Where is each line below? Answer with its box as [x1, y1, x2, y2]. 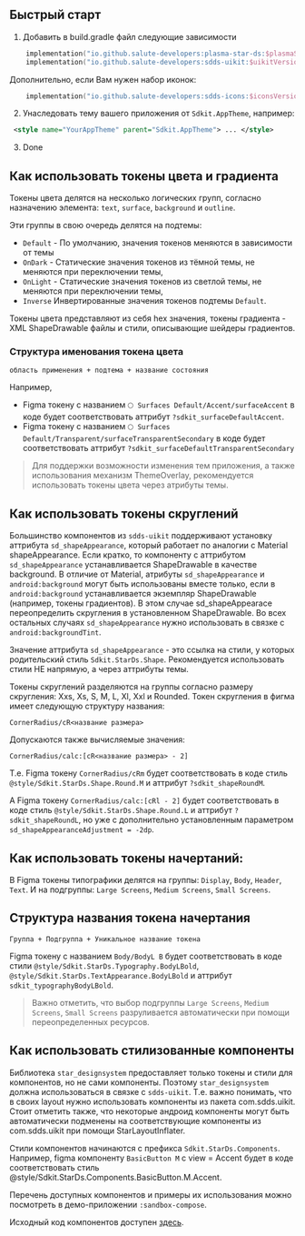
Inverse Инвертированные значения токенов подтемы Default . [22, 296, 267, 306]
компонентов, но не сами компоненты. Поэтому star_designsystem [9, 1077, 270, 1088]
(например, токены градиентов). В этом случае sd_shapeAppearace [9, 598, 272, 608]
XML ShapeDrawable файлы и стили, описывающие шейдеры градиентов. [9, 323, 296, 334]
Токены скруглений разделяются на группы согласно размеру [9, 681, 254, 692]
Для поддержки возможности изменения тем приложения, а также [31, 460, 295, 471]
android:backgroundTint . [9, 627, 102, 638]
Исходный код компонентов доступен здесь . [9, 1216, 184, 1227]
